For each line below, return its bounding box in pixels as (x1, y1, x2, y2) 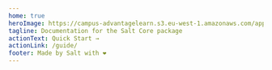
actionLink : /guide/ (8, 42, 79, 50)
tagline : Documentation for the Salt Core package (8, 27, 183, 35)
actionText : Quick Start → (8, 34, 100, 43)
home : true (8, 11, 45, 20)
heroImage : (8, 19, 45, 27)
